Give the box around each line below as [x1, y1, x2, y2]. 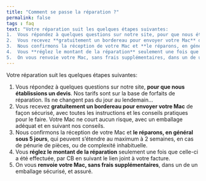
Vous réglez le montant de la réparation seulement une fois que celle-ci [15, 148, 198, 155]
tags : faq [6, 20, 34, 26]
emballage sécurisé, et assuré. [15, 168, 93, 175]
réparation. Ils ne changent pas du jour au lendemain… [15, 96, 153, 103]
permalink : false [6, 15, 51, 21]
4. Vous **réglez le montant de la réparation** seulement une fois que [6, 49, 199, 55]
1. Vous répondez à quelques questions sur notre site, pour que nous [6, 32, 193, 38]
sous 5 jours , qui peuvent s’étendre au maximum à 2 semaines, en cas [15, 135, 194, 142]
